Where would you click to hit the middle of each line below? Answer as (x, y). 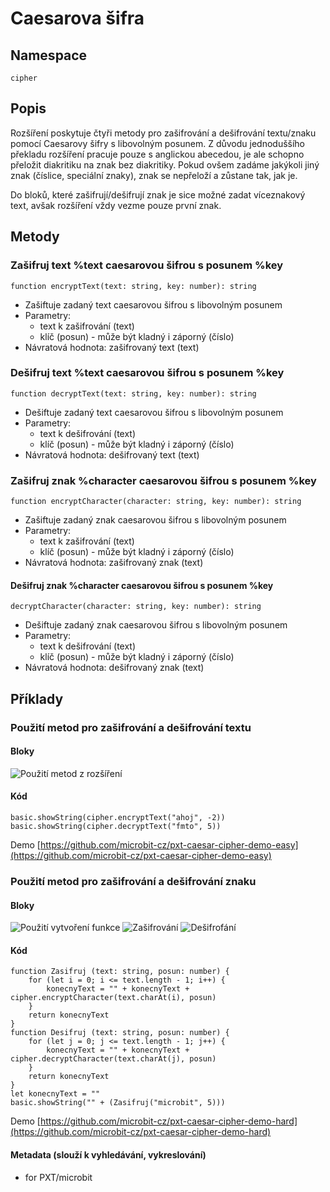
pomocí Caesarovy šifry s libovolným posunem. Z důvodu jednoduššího (158, 143)
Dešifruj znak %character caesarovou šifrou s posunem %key (142, 585)
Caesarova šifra (77, 18)
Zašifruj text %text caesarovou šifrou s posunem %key (147, 265)
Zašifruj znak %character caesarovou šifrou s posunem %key (163, 480)
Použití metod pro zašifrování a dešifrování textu (131, 727)
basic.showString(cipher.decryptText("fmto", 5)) (116, 827)
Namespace (49, 55)
